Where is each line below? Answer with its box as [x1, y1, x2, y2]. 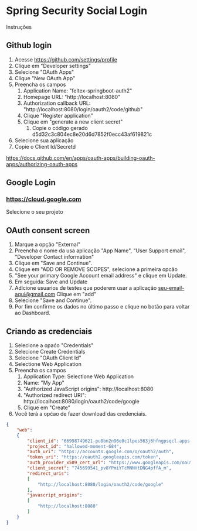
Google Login [6, 177, 56, 188]
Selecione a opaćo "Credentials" [14, 342, 94, 349]
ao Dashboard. [14, 309, 51, 317]
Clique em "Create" [23, 404, 70, 411]
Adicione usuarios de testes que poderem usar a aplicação [14, 285, 157, 292]
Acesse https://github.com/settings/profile [14, 56, 117, 63]
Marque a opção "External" [14, 241, 81, 248]
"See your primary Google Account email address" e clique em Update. [14, 272, 187, 279]
